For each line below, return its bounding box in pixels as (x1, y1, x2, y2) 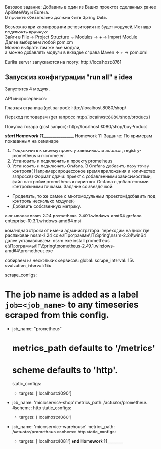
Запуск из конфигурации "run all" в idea (5, 73, 133, 82)
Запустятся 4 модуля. (5, 86, 50, 92)
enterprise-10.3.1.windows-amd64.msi (5, 218, 81, 224)
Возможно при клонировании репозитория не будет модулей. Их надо (5, 24, 151, 30)
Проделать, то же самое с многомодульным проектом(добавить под (12, 193, 156, 199)
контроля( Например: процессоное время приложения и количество (12, 168, 156, 174)
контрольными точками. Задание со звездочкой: (12, 183, 114, 189)
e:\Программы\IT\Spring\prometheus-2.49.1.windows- (5, 243, 115, 249)
